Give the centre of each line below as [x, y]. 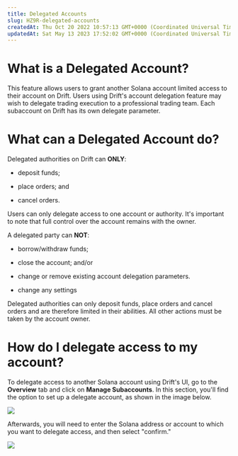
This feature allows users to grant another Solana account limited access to [118, 89]
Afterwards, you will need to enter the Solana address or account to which [116, 424]
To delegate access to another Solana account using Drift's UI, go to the [113, 382]
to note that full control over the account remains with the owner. [102, 222]
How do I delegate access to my [103, 347]
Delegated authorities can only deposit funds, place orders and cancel [110, 304]
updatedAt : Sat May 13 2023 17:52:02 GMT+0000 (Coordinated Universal [114, 34]
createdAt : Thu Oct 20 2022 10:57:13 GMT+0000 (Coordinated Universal [114, 27]
